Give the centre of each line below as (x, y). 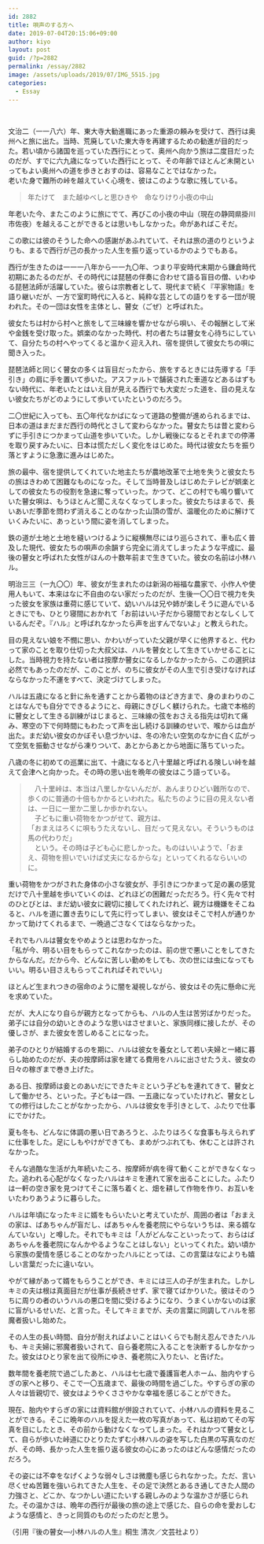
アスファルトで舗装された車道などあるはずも (183, 379)
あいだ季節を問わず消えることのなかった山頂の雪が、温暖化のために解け (132, 511)
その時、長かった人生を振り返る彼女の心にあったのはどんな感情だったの (139, 1449)
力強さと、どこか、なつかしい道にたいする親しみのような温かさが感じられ (128, 1495)
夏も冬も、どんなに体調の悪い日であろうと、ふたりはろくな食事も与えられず (132, 1132)
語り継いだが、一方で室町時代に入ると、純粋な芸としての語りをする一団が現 (132, 296)
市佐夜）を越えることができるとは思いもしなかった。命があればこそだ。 (125, 224)
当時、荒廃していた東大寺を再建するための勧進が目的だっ (156, 141)
